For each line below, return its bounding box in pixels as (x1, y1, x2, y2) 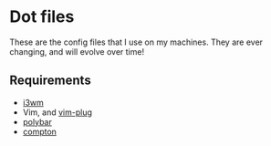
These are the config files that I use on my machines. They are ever (9, 36, 263, 47)
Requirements (9, 73, 91, 89)
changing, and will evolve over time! (9, 46, 144, 57)
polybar (22, 116, 52, 127)
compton (22, 126, 57, 137)
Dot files (9, 6, 75, 27)
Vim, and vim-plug (22, 107, 93, 118)
